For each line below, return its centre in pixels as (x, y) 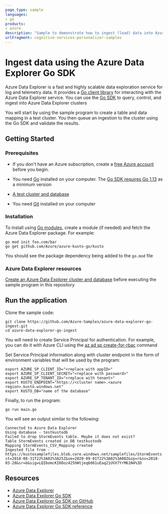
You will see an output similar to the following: (52, 418)
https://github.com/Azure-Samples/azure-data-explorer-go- (90, 321)
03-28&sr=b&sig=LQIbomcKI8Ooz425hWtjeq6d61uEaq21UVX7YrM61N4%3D (73, 463)
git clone (15, 321)
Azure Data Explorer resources (43, 268)
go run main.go (21, 409)
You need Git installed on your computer (54, 203)
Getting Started (30, 139)
